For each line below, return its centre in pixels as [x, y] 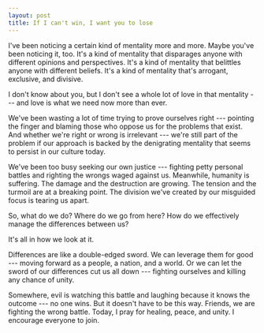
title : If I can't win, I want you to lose [81, 23]
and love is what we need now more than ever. [92, 103]
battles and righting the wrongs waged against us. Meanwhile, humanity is [129, 175]
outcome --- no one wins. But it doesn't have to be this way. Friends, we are [132, 303]
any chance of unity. [41, 279]
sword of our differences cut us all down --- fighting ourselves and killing [127, 271]
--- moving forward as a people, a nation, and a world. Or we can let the [125, 263]
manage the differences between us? [69, 224]
